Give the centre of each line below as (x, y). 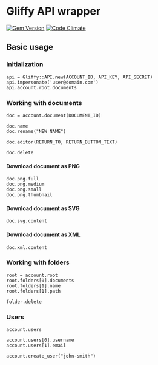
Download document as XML (43, 234)
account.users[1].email (36, 346)
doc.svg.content (27, 221)
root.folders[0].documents (40, 281)
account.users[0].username (40, 340)
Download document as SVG (43, 208)
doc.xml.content (27, 247)
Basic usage (30, 47)
